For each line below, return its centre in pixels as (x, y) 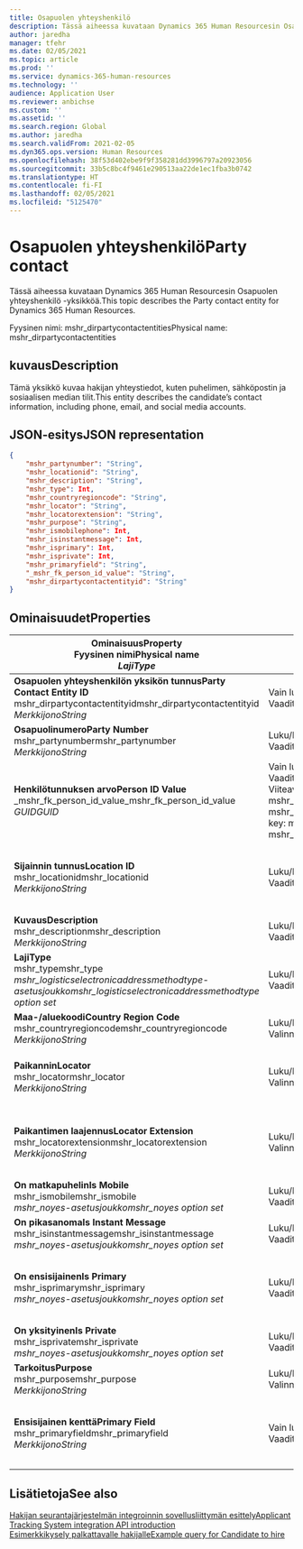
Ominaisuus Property (137, 643)
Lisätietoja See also (64, 1494)
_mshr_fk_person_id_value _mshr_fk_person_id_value (125, 801)
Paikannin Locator (53, 1065)
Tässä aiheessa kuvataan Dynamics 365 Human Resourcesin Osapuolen (143, 290)
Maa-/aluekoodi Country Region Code (97, 1018)
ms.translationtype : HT (54, 177)
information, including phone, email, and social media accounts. (128, 406)
